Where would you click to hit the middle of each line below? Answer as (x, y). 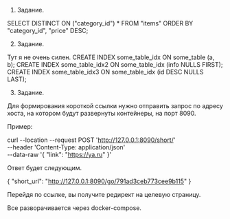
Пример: (20, 126)
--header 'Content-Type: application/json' (66, 147)
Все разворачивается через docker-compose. (74, 208)
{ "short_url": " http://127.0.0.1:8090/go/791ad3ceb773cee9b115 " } (99, 181)
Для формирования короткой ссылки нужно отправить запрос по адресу (115, 106)
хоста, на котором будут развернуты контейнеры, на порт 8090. (102, 113)
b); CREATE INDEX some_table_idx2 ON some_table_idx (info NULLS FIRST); (115, 64)
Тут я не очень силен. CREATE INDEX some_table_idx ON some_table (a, (111, 57)
